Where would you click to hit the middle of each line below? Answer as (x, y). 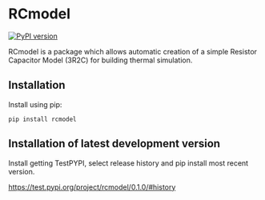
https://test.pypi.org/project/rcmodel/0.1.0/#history (92, 187)
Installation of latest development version (114, 144)
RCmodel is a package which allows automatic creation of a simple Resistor (133, 51)
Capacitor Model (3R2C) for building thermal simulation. (100, 60)
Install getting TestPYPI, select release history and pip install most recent (128, 163)
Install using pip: (35, 104)
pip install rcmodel (43, 119)
